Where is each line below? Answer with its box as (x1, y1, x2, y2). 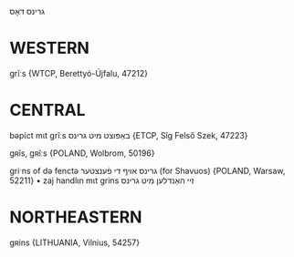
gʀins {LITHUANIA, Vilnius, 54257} (9, 237, 140, 248)
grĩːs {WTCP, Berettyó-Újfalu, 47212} (9, 67, 149, 78)
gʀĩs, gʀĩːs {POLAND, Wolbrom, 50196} (9, 148, 155, 159)
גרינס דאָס (9, 6, 46, 16)
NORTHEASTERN (9, 207, 142, 228)
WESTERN (9, 38, 89, 58)
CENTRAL (9, 100, 86, 120)
